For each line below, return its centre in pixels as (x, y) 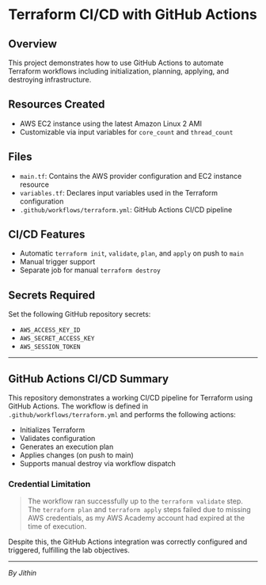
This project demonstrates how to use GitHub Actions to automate (116, 63)
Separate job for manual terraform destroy (90, 270)
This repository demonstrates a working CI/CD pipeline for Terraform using (131, 398)
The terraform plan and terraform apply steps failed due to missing (139, 510)
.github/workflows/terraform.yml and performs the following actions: (122, 415)
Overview (33, 44)
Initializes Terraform (52, 430)
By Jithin (23, 573)
